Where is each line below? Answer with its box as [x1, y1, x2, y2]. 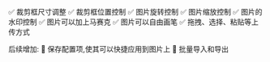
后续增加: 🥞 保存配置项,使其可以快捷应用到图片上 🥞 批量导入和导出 [8, 44, 229, 54]
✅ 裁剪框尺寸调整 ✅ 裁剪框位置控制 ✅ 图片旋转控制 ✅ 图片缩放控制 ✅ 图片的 [8, 7, 263, 16]
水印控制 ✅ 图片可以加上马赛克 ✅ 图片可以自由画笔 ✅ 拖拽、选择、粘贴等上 [8, 17, 259, 27]
